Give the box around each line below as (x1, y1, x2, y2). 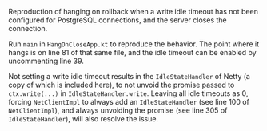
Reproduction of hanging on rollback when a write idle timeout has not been (8, 7, 258, 16)
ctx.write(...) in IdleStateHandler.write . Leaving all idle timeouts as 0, (8, 89, 249, 98)
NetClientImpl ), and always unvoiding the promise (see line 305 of (8, 105, 228, 115)
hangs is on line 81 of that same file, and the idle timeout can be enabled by (8, 48, 257, 57)
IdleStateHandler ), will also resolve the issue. (8, 114, 158, 123)
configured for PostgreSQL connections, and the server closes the (8, 15, 227, 25)
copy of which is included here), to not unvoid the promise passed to (8, 80, 235, 89)
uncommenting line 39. (8, 56, 84, 65)
